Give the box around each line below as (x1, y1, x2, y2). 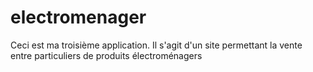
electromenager (10, 6, 147, 29)
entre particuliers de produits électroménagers (10, 49, 203, 61)
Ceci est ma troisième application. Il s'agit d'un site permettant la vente (10, 39, 303, 51)
